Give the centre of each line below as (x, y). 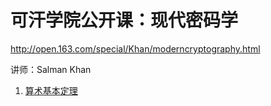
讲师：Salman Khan (51, 69)
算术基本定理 (51, 90)
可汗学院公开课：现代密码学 (124, 20)
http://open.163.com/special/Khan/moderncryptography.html (135, 48)
